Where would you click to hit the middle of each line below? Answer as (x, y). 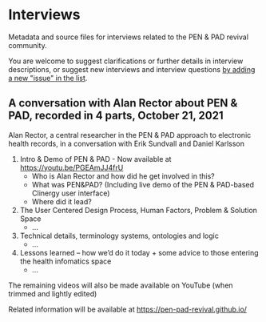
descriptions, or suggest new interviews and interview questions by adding (132, 69)
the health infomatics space (66, 261)
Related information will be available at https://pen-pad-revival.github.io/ (128, 309)
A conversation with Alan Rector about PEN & (123, 103)
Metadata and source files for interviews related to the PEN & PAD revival (129, 37)
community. (28, 45)
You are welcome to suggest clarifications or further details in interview (126, 61)
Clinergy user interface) (71, 193)
